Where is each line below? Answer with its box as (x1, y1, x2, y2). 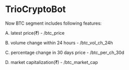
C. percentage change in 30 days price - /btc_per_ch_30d (5, 49, 124, 55)
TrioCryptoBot (5, 4, 66, 15)
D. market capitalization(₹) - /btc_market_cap (5, 59, 98, 65)
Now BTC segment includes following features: (5, 20, 102, 26)
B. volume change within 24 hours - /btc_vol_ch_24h (5, 39, 113, 46)
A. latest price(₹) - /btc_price (5, 30, 65, 36)
